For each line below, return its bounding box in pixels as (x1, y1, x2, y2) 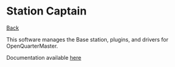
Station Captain (6, 4, 87, 18)
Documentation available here (6, 54, 82, 61)
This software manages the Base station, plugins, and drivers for (6, 36, 169, 43)
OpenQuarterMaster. (6, 42, 59, 49)
